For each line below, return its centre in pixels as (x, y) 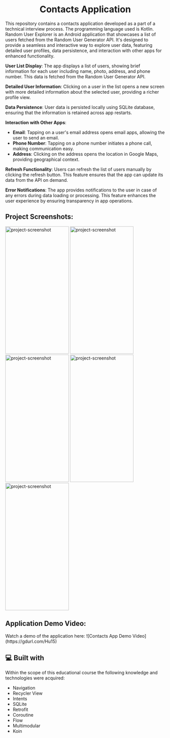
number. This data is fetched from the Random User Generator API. (75, 76)
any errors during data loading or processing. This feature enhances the (81, 195)
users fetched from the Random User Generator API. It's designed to (77, 40)
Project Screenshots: (39, 217)
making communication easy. (43, 148)
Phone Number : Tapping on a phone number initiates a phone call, (82, 143)
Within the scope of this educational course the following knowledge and (82, 673)
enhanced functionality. (30, 56)
